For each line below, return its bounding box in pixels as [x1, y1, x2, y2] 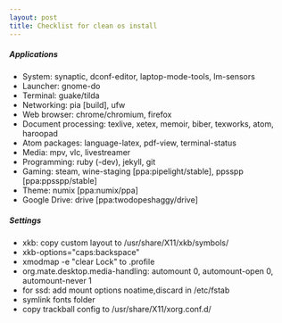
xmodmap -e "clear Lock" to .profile [21, 256, 155, 268]
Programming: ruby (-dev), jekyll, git [21, 157, 156, 168]
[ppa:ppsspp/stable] [21, 176, 98, 186]
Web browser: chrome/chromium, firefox [21, 109, 172, 120]
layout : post [9, 12, 58, 22]
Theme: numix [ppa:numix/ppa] [21, 185, 138, 196]
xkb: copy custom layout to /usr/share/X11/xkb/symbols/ [21, 237, 229, 248]
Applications [9, 49, 58, 60]
